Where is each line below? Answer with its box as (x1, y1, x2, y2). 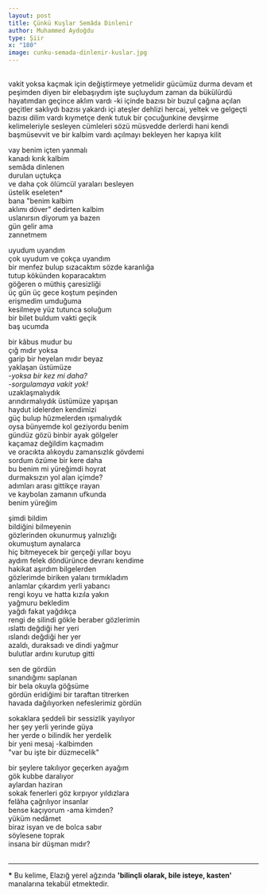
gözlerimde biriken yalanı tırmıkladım (8, 573, 129, 582)
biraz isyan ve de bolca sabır (8, 822, 103, 831)
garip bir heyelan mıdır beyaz (8, 354, 103, 363)
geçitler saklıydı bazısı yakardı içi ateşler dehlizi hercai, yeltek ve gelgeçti (8, 104, 248, 114)
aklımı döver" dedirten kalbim (8, 205, 105, 214)
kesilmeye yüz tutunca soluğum (8, 304, 112, 314)
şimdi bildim (8, 513, 48, 523)
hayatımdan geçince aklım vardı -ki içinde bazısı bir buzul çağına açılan (8, 96, 241, 105)
